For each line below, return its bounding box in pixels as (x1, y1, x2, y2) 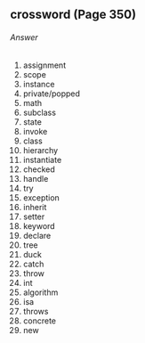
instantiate (22, 154, 62, 165)
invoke (22, 126, 48, 136)
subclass (22, 107, 57, 118)
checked (22, 164, 56, 175)
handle (22, 173, 49, 184)
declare (22, 230, 52, 241)
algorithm (22, 287, 59, 298)
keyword (22, 220, 56, 231)
